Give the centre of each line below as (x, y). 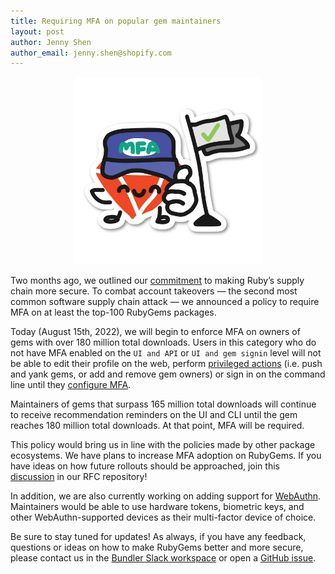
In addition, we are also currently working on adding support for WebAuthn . (166, 496)
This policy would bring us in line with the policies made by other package (163, 445)
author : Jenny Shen (51, 42)
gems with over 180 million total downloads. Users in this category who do (163, 342)
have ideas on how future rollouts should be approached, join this (145, 466)
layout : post (37, 31)
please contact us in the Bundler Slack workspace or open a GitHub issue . (163, 558)
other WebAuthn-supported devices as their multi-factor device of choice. (163, 517)
